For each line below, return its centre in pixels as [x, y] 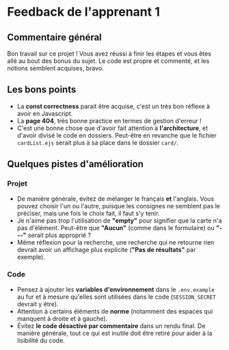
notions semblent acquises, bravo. [55, 68]
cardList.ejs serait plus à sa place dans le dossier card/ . [98, 142]
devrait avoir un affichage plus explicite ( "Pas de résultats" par [106, 249]
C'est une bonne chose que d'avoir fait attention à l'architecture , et [112, 128]
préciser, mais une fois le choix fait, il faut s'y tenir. [88, 213]
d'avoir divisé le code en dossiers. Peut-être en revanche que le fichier [117, 135]
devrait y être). [38, 304]
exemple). [31, 257]
